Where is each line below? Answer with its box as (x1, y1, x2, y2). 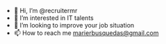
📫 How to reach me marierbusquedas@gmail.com (13, 29, 159, 37)
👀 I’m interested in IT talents (13, 14, 94, 22)
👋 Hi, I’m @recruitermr (13, 7, 78, 14)
